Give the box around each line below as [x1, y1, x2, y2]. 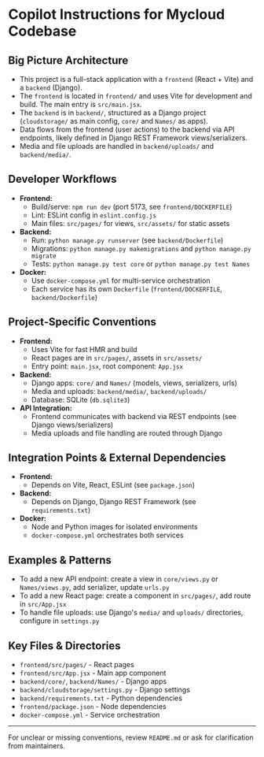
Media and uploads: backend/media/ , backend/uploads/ [31, 386, 207, 395]
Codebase [8, 22, 77, 40]
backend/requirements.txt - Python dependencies [19, 693, 183, 703]
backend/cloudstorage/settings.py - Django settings [19, 685, 191, 695]
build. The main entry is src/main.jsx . [19, 100, 143, 109]
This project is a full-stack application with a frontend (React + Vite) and [19, 75, 254, 83]
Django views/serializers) [31, 420, 114, 429]
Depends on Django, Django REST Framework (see [31, 497, 196, 507]
